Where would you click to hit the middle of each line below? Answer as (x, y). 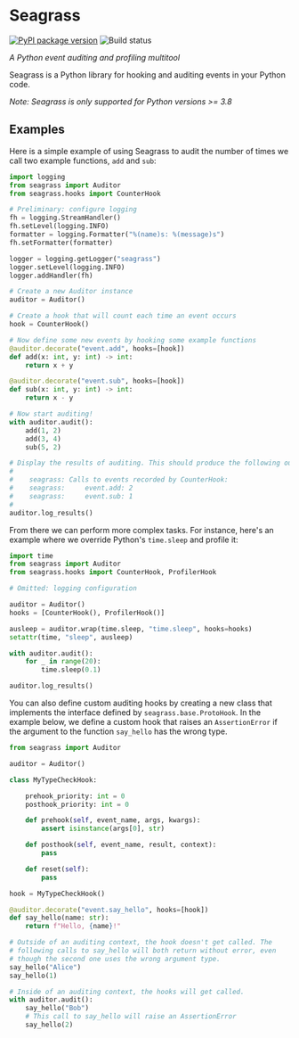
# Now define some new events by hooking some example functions (133, 340)
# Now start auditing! (51, 414)
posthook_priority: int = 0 (77, 804)
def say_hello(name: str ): (59, 918)
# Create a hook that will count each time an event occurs (123, 316)
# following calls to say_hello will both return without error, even (143, 951)
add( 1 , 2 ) (44, 430)
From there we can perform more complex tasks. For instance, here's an (141, 530)
